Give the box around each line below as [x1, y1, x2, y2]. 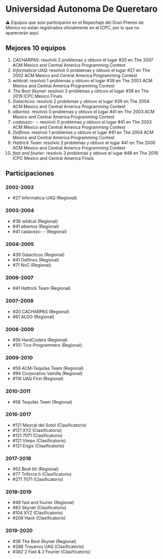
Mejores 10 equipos [5, 44, 66, 52]
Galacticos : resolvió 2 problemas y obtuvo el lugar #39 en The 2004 [12, 98, 150, 104]
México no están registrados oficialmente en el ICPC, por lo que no [5, 24, 140, 30]
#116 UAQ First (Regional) [12, 376, 64, 382]
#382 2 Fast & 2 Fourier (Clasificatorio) [12, 549, 91, 555]
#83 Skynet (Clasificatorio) [12, 505, 67, 511]
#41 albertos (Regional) [12, 223, 59, 229]
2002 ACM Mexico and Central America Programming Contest [12, 72, 137, 78]
